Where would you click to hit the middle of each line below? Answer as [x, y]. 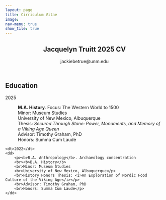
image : [12, 19]
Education [22, 86]
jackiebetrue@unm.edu [85, 61]
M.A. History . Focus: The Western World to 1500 [68, 108]
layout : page [19, 10]
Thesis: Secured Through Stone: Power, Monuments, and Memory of [89, 124]
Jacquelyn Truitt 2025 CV [85, 49]
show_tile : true [22, 29]
